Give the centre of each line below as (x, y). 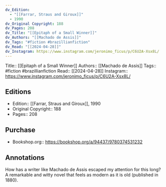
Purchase (20, 130)
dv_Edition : (17, 10)
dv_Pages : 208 (20, 28)
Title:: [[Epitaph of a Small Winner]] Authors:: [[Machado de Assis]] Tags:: (81, 66)
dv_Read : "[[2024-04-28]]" (33, 47)
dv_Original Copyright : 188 (34, 24)
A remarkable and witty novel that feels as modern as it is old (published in (82, 175)
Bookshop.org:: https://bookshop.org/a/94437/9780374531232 (78, 142)
